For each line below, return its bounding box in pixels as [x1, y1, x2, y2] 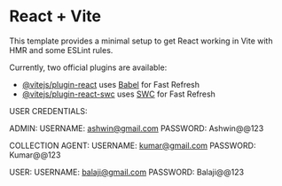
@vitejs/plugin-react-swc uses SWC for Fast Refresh [21, 89, 215, 99]
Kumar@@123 [9, 149, 61, 160]
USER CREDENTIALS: [9, 105, 88, 116]
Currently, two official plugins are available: [9, 62, 168, 73]
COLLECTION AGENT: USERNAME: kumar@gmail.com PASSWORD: [9, 140, 256, 151]
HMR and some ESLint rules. [9, 44, 114, 55]
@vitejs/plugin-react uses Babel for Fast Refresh [21, 79, 200, 89]
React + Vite [9, 6, 102, 27]
